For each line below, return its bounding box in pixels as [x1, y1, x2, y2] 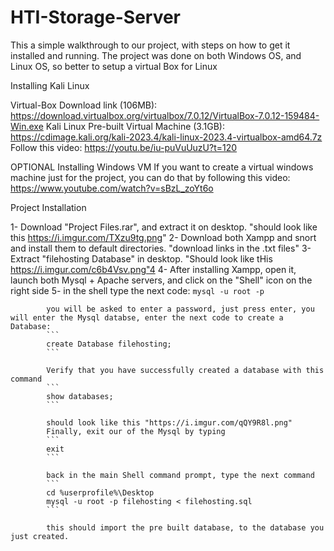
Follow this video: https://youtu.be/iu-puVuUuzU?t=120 [10, 141, 238, 153]
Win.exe [10, 120, 44, 132]
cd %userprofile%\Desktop [46, 487, 155, 498]
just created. [10, 531, 70, 541]
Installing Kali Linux [10, 79, 90, 91]
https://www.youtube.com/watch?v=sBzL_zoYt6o [10, 182, 214, 194]
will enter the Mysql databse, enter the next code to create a [10, 312, 284, 323]
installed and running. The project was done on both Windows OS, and [10, 49, 302, 61]
